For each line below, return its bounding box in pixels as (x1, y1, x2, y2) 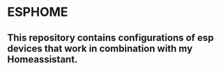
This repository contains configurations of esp (7, 32, 214, 44)
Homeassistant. (7, 53, 78, 65)
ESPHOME (7, 4, 68, 20)
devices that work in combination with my (7, 42, 193, 54)
